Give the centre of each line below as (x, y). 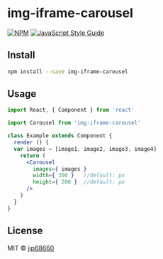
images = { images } (60, 169)
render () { (32, 143)
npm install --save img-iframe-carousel (68, 72)
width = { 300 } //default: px (79, 176)
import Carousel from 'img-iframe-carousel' (74, 123)
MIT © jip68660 (31, 248)
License (25, 231)
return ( (33, 155)
